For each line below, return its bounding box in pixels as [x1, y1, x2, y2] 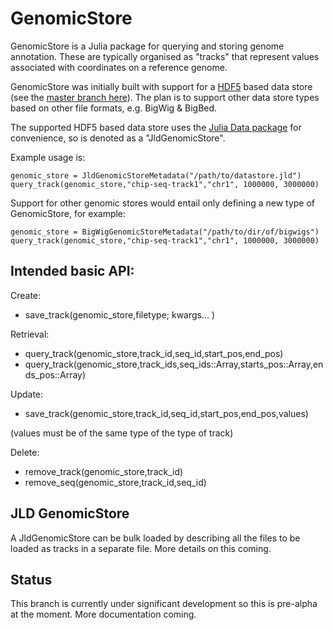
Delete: [10, 446, 40, 458]
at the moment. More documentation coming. [10, 608, 197, 621]
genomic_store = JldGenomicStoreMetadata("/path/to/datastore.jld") [10, 170, 302, 181]
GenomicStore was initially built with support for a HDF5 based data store [10, 80, 313, 92]
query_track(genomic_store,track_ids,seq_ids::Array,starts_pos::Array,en [24, 358, 324, 370]
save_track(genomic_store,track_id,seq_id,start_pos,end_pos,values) [24, 407, 309, 419]
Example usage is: [10, 151, 86, 163]
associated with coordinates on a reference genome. [10, 61, 228, 73]
